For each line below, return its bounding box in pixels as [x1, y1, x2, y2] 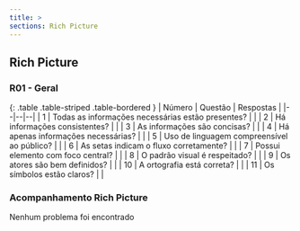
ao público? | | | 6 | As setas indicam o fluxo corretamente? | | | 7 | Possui [9, 140, 280, 151]
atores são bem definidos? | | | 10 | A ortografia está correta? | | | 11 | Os [9, 159, 275, 171]
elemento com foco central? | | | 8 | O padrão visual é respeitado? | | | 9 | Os [9, 150, 291, 161]
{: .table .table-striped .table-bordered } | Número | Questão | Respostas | [9, 102, 282, 113]
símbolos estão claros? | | [9, 169, 104, 180]
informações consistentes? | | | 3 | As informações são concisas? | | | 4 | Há [9, 121, 290, 132]
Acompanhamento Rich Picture [9, 191, 148, 204]
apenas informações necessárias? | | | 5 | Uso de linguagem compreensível [9, 131, 288, 142]
